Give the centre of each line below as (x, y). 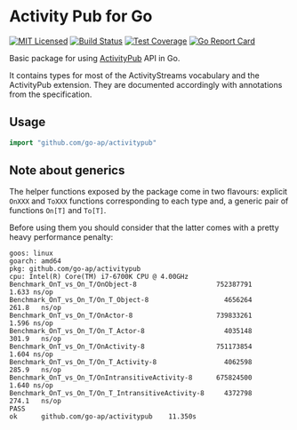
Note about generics (67, 171)
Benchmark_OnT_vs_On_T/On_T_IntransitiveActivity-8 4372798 (131, 394)
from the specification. (51, 94)
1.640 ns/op (31, 386)
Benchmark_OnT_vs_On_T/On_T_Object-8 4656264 (131, 300)
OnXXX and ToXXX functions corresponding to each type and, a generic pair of (149, 201)
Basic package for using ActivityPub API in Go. (95, 58)
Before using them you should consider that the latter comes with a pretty (144, 227)
